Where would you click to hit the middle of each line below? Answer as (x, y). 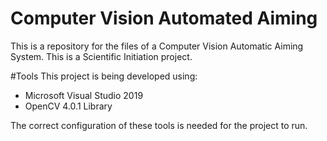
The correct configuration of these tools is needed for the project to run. (159, 125)
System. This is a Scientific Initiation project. (101, 56)
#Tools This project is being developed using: (104, 76)
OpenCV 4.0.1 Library (68, 106)
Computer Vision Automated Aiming (164, 18)
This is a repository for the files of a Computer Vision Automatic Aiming (157, 46)
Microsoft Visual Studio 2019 (84, 95)
